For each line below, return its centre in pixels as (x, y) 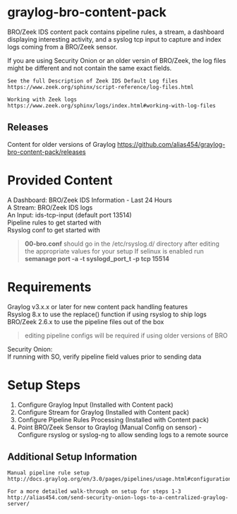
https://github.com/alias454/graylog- (171, 144)
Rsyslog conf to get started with (54, 229)
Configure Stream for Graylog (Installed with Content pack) (103, 412)
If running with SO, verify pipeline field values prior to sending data (104, 357)
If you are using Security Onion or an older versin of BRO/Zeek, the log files (117, 60)
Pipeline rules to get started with (54, 222)
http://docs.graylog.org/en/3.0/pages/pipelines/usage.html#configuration (120, 479)
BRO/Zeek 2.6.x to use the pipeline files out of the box (86, 321)
